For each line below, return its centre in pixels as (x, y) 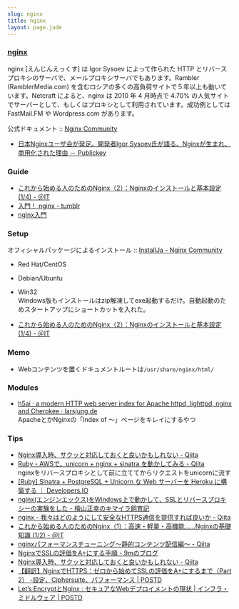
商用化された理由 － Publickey (62, 152)
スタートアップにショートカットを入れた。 (87, 309)
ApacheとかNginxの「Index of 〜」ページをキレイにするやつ (107, 419)
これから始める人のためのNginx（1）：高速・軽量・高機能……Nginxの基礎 (124, 526)
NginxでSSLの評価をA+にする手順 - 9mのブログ (88, 553)
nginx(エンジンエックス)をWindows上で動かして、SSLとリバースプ (116, 500)
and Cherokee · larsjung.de (57, 411)
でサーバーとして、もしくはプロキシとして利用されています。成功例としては (119, 104)
